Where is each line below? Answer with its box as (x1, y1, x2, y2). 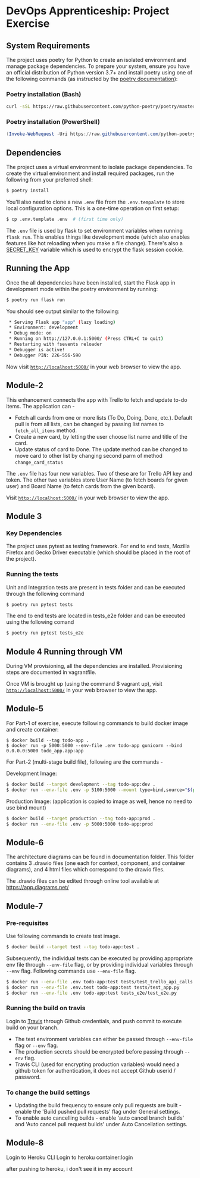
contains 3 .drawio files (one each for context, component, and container (6, 860, 186, 867)
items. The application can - (6, 402, 76, 410)
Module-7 (6, 901, 43, 911)
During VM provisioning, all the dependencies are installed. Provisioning (6, 663, 183, 670)
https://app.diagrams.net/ (6, 884, 69, 891)
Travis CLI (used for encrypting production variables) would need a (14, 1061, 180, 1068)
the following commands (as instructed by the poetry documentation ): (6, 76, 178, 82)
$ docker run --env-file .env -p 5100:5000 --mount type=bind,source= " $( (6, 787, 193, 793)
